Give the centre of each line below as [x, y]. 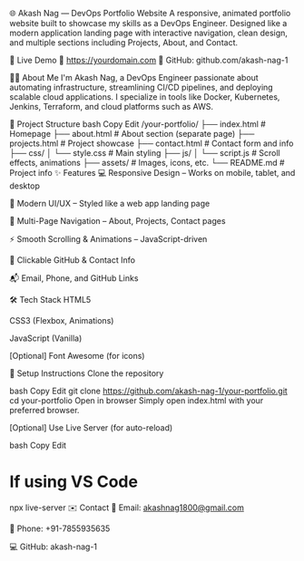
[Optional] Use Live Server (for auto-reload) [91, 428]
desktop [25, 186]
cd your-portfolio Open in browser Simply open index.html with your [137, 401]
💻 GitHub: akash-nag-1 [54, 546]
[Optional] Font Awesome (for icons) [77, 356]
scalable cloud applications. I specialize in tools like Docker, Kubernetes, [145, 97]
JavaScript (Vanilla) [46, 338]
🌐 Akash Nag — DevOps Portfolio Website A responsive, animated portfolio [150, 13]
